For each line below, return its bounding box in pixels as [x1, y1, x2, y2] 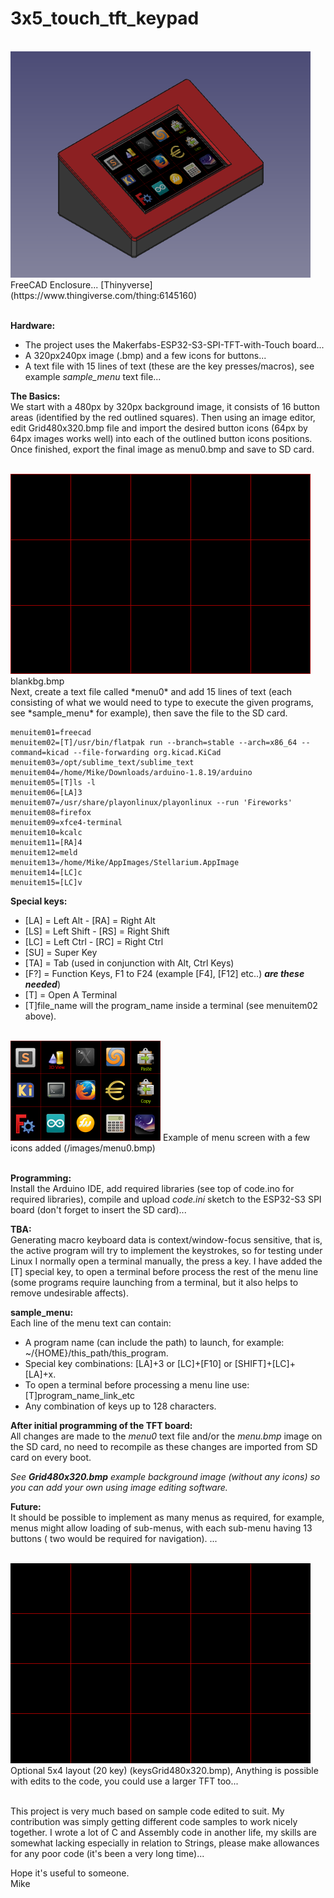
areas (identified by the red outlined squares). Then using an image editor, [10, 412, 316, 424]
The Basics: [10, 390, 61, 402]
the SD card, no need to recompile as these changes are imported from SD [10, 1441, 318, 1453]
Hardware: [10, 320, 56, 332]
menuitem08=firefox [10, 808, 92, 818]
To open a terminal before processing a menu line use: [24, 1379, 250, 1391]
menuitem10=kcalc [10, 828, 83, 838]
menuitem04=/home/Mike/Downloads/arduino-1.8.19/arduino [10, 768, 253, 778]
